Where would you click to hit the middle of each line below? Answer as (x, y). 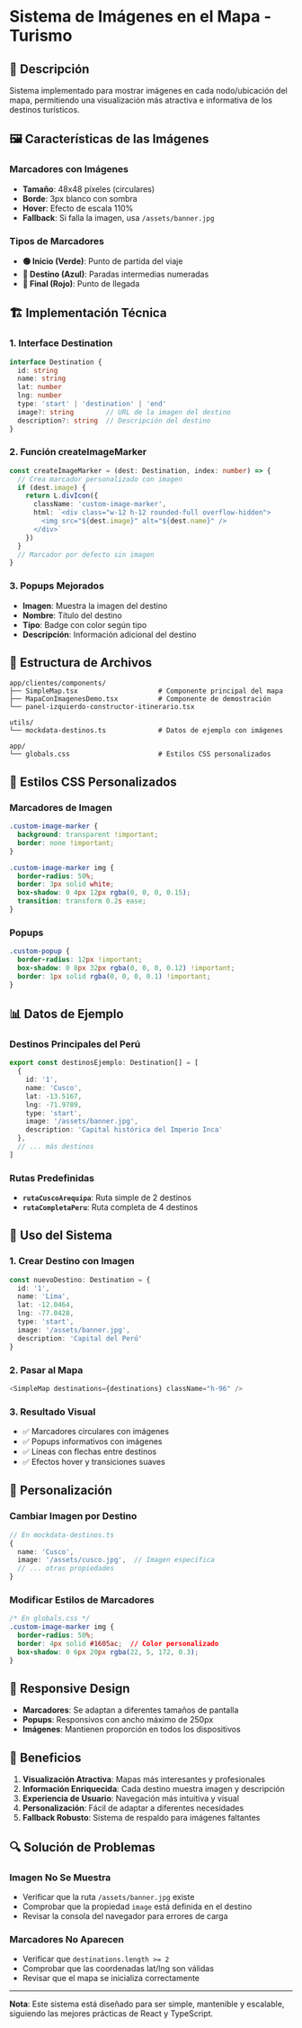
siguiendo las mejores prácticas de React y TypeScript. (111, 2014)
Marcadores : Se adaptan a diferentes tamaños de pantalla (130, 1710)
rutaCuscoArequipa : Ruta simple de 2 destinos (107, 1198)
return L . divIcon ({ (62, 496)
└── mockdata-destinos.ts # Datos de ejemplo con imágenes (146, 731)
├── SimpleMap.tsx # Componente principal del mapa (146, 691)
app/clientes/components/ (58, 683)
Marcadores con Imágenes (69, 169)
